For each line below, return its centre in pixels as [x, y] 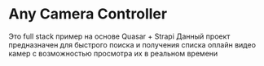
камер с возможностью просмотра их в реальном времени [113, 53]
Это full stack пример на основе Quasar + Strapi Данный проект [119, 36]
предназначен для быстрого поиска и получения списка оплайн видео [132, 44]
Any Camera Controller [88, 14]
